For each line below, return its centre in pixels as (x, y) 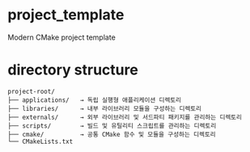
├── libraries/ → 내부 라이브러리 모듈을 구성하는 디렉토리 (105, 108)
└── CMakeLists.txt (40, 141)
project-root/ (32, 91)
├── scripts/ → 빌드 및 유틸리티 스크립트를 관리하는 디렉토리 (112, 126)
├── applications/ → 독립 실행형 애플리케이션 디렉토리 (95, 100)
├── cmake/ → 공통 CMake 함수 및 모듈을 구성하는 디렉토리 (112, 134)
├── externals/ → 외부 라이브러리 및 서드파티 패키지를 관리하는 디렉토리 (125, 117)
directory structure (73, 70)
